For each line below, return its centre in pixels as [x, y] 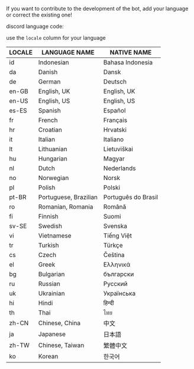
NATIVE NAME [131, 52]
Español [114, 110]
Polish [47, 187]
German [49, 81]
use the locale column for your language [56, 38]
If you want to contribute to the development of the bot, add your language [97, 9]
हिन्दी [109, 303]
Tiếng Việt [117, 235]
